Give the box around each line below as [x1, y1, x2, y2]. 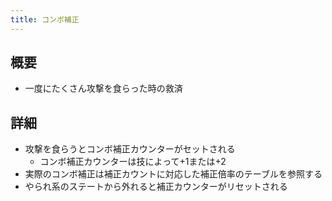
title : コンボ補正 [10, 14, 80, 25]
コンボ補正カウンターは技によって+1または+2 [39, 156, 227, 168]
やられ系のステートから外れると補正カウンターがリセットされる [24, 181, 288, 193]
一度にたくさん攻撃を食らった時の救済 [24, 82, 183, 95]
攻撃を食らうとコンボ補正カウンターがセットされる [24, 143, 236, 155]
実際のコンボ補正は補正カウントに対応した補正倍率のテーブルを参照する [24, 168, 323, 180]
